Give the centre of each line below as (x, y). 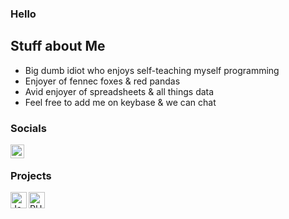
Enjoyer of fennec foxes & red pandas (102, 81)
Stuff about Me (58, 46)
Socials (28, 128)
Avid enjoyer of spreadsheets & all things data (119, 91)
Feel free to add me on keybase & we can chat (120, 102)
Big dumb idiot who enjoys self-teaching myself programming (152, 70)
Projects (31, 175)
